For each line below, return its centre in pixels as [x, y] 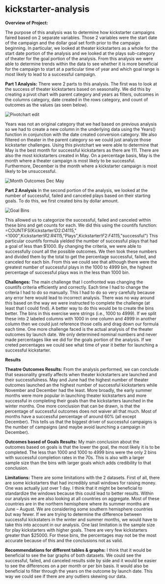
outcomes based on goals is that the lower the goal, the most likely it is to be [82, 447]
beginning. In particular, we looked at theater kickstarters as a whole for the [82, 48]
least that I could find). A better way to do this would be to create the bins [79, 308]
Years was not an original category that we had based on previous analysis [81, 124]
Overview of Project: [27, 23]
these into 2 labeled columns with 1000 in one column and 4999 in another [81, 318]
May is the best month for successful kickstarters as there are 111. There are [82, 150]
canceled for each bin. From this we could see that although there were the [81, 262]
